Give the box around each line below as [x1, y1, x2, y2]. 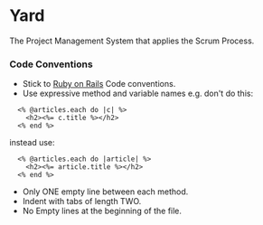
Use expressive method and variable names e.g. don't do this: [22, 88, 254, 99]
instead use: [9, 137, 56, 148]
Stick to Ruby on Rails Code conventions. [22, 79, 176, 89]
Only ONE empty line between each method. [22, 186, 189, 197]
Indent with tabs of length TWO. [22, 196, 142, 207]
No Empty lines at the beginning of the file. [22, 205, 183, 217]
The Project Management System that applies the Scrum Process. [9, 35, 255, 46]
